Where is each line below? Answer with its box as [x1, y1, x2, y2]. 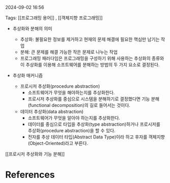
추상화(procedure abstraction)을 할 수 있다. [27, 128, 116, 133]
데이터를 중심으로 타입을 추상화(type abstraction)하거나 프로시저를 [27, 121, 161, 127]
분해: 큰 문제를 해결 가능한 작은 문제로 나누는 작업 [20, 49, 118, 55]
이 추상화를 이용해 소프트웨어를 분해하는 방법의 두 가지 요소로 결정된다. [20, 62, 160, 67]
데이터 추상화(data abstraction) [20, 108, 84, 115]
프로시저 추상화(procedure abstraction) [20, 83, 100, 89]
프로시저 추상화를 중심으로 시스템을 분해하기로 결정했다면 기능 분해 [27, 96, 160, 102]
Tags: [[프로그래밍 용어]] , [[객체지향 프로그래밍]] [5, 15, 103, 21]
